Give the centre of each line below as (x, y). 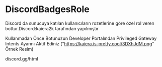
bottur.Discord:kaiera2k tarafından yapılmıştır (52, 28)
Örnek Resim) (19, 49)
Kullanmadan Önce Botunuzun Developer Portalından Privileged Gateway (81, 38)
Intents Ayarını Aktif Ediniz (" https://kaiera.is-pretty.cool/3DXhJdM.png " (80, 43)
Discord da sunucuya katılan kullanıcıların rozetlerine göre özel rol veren (80, 23)
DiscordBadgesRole (47, 9)
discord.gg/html (22, 58)
